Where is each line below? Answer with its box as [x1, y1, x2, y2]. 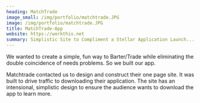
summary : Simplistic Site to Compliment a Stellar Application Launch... [6, 37, 195, 43]
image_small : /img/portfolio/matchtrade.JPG [6, 14, 120, 20]
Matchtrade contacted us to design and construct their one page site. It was [6, 71, 195, 78]
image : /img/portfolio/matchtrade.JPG [6, 20, 103, 26]
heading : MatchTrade [6, 8, 58, 15]
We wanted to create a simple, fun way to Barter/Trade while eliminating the [6, 53, 194, 60]
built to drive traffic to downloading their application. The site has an [6, 77, 175, 84]
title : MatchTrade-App [6, 25, 63, 32]
